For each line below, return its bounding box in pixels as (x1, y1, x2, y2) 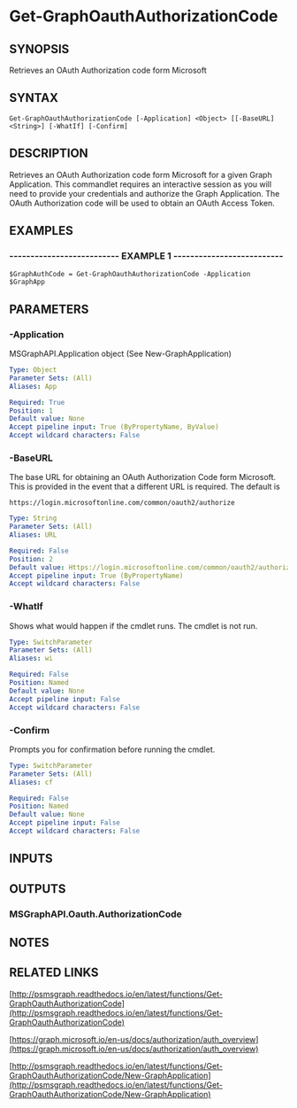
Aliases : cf (9, 778, 53, 786)
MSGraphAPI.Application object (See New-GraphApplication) (9, 348, 232, 359)
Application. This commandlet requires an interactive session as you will (9, 179, 272, 190)
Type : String (9, 514, 57, 523)
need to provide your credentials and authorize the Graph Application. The (9, 188, 280, 198)
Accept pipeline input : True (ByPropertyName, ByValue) (9, 422, 219, 431)
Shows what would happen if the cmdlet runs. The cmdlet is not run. (9, 620, 258, 631)
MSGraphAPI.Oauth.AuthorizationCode (9, 908, 183, 920)
